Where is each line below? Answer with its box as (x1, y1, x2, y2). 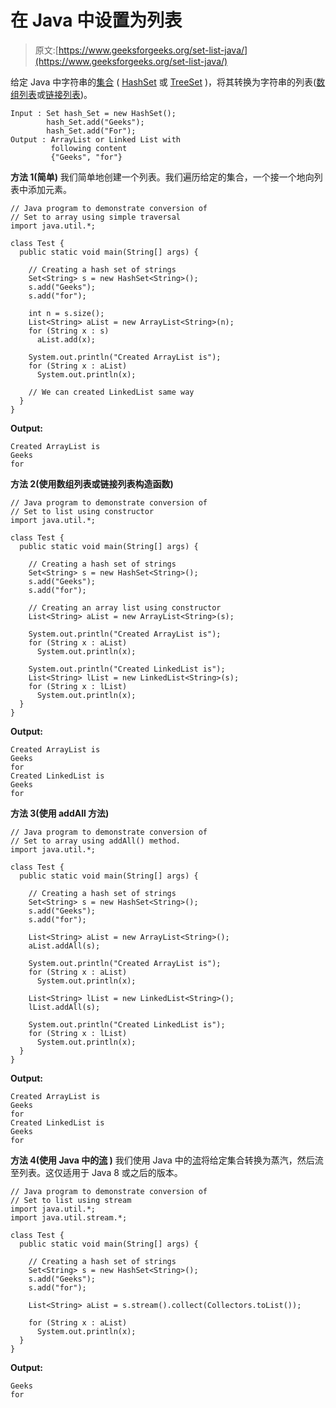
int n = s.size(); (28, 308, 105, 318)
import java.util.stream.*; (10, 1212, 128, 1223)
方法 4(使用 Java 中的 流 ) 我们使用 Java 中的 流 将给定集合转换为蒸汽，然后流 (10, 1154, 324, 1166)
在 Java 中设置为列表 (10, 9, 183, 32)
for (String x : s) (28, 326, 110, 336)
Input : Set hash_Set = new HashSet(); (10, 108, 177, 118)
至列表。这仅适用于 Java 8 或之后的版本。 (10, 1166, 183, 1178)
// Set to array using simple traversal (10, 212, 182, 222)
